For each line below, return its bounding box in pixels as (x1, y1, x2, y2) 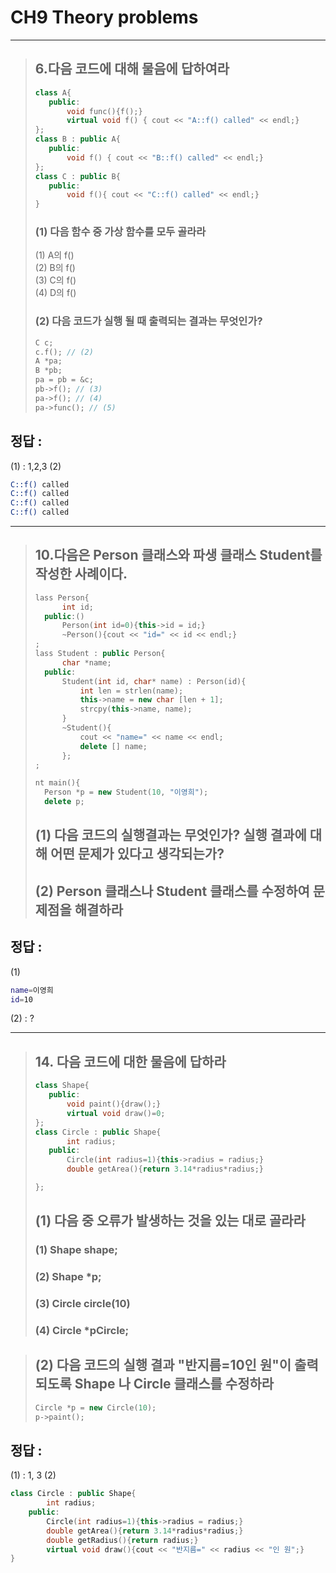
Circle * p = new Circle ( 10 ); (34, 1402, 157, 1413)
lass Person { (34, 592, 90, 603)
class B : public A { (34, 134, 121, 145)
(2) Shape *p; (34, 1270, 102, 1284)
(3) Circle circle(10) (34, 1297, 131, 1311)
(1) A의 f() (34, 249, 75, 261)
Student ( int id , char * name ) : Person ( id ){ (61, 676, 247, 686)
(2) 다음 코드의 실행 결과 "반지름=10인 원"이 (34, 1357, 292, 1374)
